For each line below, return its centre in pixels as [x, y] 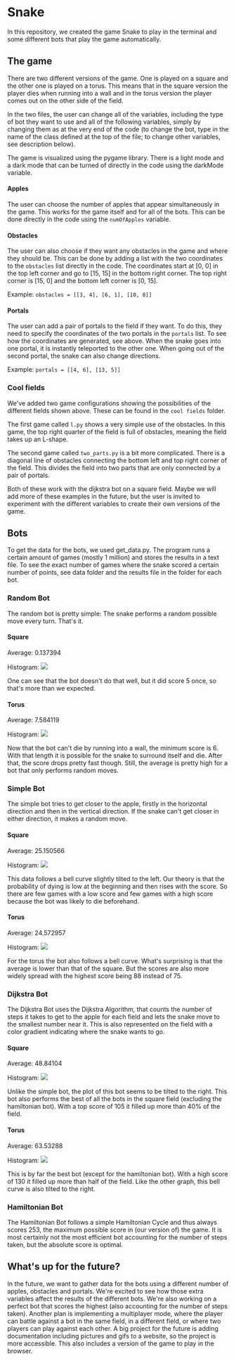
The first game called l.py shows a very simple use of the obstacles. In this [117, 424]
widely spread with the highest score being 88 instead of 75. [95, 976]
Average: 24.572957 [37, 932]
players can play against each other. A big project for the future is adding [113, 1328]
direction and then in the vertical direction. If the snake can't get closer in [113, 812]
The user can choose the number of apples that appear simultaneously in [113, 204]
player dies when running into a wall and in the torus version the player [110, 93]
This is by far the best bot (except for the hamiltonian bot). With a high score [118, 1173]
